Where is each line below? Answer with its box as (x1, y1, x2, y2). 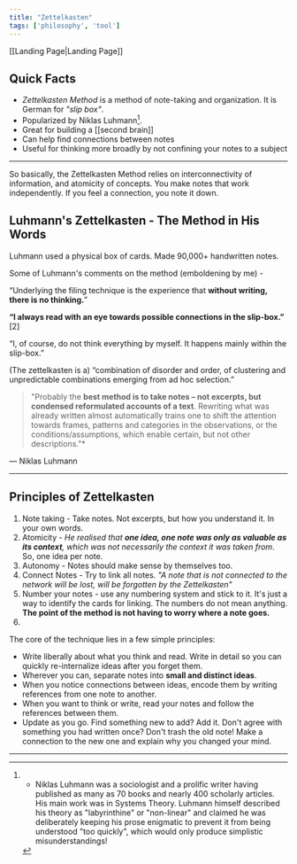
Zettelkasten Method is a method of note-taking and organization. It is (21, 95, 277, 105)
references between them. (21, 707, 119, 718)
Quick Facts (9, 71, 77, 86)
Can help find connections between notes (21, 134, 175, 144)
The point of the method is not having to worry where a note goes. (21, 607, 270, 618)
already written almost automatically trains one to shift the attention (30, 409, 277, 421)
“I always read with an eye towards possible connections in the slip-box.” (9, 311, 285, 322)
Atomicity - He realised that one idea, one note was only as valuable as (21, 532, 287, 542)
